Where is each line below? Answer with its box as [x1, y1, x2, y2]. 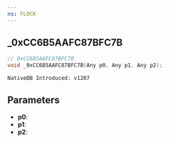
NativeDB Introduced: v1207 [7, 75, 91, 82]
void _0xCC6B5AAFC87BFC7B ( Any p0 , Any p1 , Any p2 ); [7, 62, 163, 69]
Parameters [7, 93, 60, 106]
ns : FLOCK [7, 10, 37, 18]
